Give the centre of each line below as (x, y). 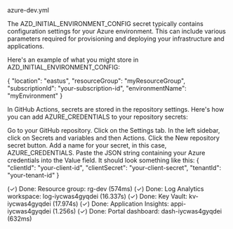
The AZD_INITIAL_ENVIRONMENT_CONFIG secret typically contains (105, 24)
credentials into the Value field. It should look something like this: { (104, 160)
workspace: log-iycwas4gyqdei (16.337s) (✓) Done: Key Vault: (98, 196)
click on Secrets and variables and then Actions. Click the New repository (113, 138)
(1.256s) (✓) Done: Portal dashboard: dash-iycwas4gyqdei (137, 211)
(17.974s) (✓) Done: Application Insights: (111, 204)
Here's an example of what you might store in (73, 60)
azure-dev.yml (28, 10)
